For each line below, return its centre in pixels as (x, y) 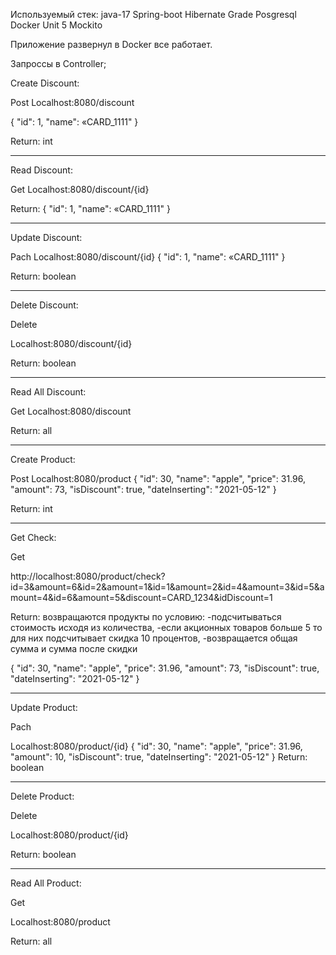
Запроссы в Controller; (58, 63)
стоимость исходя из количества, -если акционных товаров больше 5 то (166, 627)
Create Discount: (45, 83)
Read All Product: (46, 883)
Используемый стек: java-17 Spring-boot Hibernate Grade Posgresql (153, 14)
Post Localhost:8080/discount (72, 102)
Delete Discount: (44, 305)
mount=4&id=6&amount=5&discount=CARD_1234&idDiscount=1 (141, 597)
